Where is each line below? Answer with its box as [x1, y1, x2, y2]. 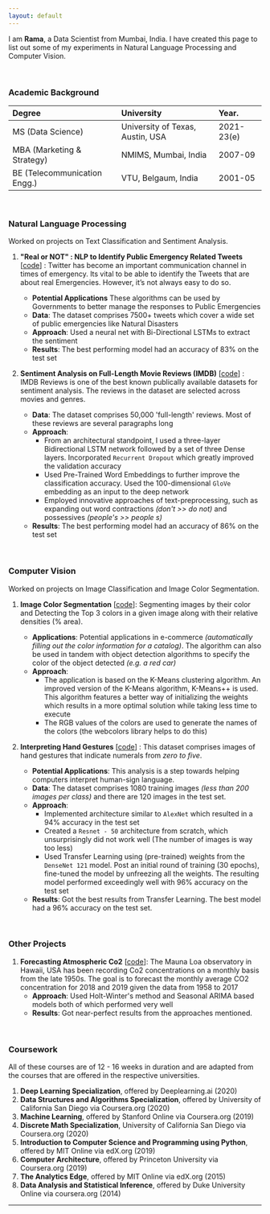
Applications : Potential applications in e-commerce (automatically [31, 632, 253, 642]
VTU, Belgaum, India [121, 172, 198, 184]
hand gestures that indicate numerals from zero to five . [19, 750, 202, 760]
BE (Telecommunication [12, 167, 103, 178]
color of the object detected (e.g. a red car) [31, 658, 177, 667]
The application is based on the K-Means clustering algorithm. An [43, 675, 261, 684]
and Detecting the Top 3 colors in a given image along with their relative [19, 608, 259, 617]
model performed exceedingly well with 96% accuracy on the [43, 877, 248, 886]
